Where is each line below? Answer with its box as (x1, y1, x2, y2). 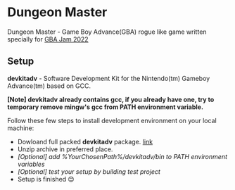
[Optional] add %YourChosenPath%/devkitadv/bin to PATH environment (17, 152, 227, 160)
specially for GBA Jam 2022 (7, 34, 89, 43)
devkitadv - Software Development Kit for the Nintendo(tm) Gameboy (7, 74, 210, 82)
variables (17, 160, 45, 168)
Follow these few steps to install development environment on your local (7, 116, 217, 125)
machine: (7, 124, 34, 132)
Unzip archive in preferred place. (17, 145, 113, 153)
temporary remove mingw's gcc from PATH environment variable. (7, 103, 204, 111)
